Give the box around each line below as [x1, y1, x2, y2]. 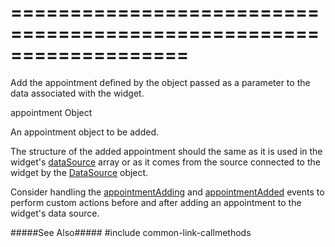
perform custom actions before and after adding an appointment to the [10, 196, 302, 208]
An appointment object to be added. [10, 126, 159, 138]
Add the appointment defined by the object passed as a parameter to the [10, 76, 311, 88]
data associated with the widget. [10, 87, 145, 99]
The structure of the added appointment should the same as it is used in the [10, 145, 323, 157]
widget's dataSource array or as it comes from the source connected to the [10, 156, 321, 168]
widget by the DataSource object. [10, 166, 149, 178]
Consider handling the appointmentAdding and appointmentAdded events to [10, 186, 325, 198]
